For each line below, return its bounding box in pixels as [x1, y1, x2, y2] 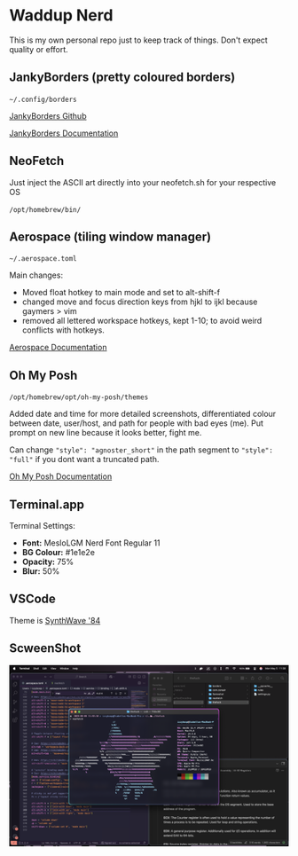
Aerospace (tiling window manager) [9, 229, 211, 244]
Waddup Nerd [9, 5, 114, 26]
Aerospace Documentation [9, 342, 107, 353]
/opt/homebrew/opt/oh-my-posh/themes [9, 393, 149, 402]
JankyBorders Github [9, 110, 87, 121]
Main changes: [9, 270, 64, 280]
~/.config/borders [9, 95, 77, 104]
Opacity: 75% [21, 556, 74, 567]
